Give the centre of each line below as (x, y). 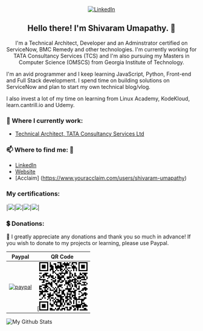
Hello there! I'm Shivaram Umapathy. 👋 (101, 28)
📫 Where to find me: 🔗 (40, 150)
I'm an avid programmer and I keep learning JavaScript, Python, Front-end (99, 74)
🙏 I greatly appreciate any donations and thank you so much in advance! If (99, 237)
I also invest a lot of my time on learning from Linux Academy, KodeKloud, (98, 98)
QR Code (62, 257)
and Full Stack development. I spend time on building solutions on (88, 80)
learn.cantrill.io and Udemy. (40, 105)
